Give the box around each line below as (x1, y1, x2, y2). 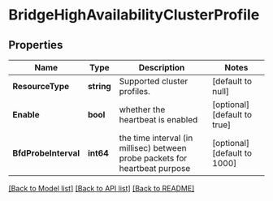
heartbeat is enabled (119, 114, 198, 125)
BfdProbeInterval (12, 148, 80, 159)
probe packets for (119, 152, 188, 164)
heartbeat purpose (119, 163, 191, 173)
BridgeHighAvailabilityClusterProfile (8, 6, 260, 24)
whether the (119, 104, 166, 115)
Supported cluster (119, 75, 188, 87)
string (88, 81, 111, 92)
